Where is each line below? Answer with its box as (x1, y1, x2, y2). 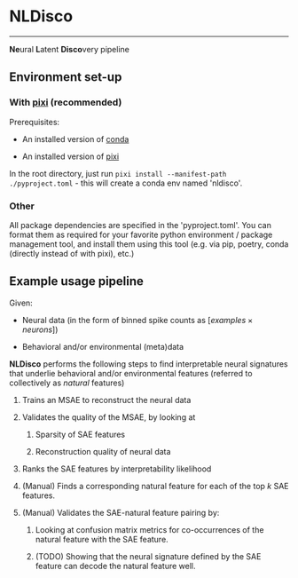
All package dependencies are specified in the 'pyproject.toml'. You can (9, 219, 272, 230)
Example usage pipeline (9, 273, 145, 289)
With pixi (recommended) (9, 96, 122, 108)
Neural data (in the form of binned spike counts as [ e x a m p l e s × (21, 314, 254, 325)
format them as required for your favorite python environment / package (9, 229, 273, 240)
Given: (9, 297, 33, 308)
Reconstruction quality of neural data (35, 446, 171, 456)
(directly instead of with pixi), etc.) (9, 248, 135, 258)
